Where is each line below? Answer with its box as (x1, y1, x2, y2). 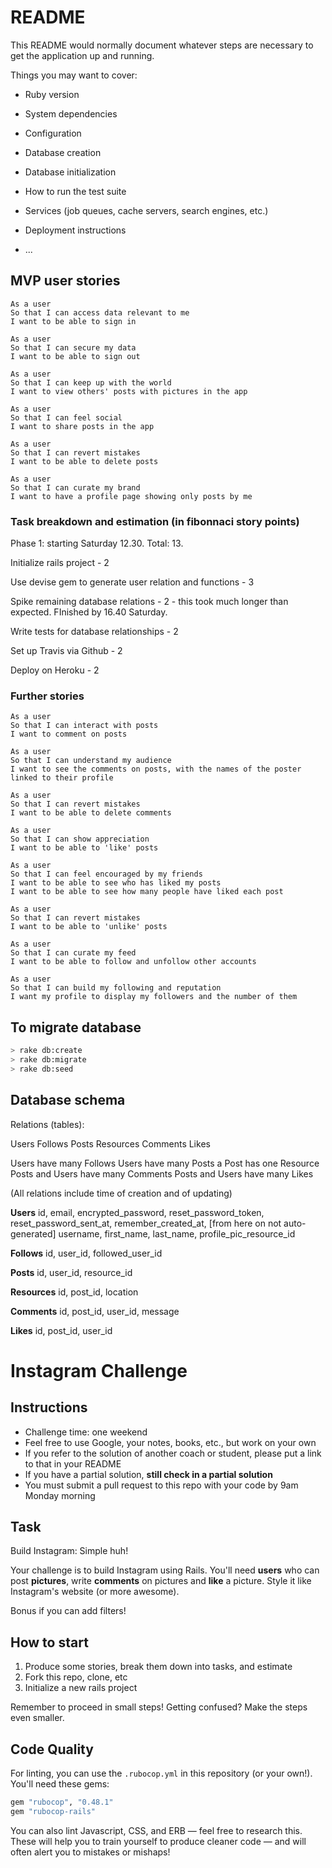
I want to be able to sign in (10, 316, 137, 326)
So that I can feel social (10, 412, 123, 423)
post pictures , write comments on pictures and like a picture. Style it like (10, 1575, 312, 1587)
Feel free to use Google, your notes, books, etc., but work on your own (24, 1436, 317, 1448)
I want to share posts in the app (10, 421, 155, 431)
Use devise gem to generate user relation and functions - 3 (10, 576, 255, 588)
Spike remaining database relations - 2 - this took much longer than (10, 596, 289, 608)
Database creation (24, 146, 102, 158)
